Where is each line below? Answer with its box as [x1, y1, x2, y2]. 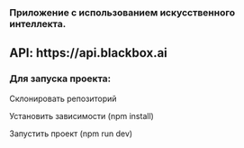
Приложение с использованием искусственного [9, 6, 236, 19]
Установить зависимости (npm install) [9, 110, 155, 121]
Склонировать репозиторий [9, 93, 117, 104]
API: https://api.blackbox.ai [9, 45, 168, 60]
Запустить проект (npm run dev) [9, 128, 133, 139]
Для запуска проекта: [9, 72, 111, 85]
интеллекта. [9, 17, 67, 30]
